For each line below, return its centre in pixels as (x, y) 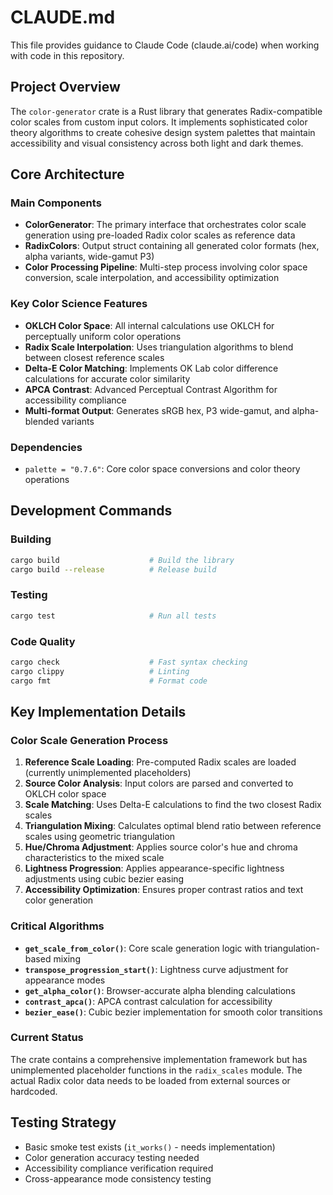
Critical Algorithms (57, 926)
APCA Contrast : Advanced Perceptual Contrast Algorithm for (151, 389)
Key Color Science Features (79, 304)
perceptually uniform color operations (103, 336)
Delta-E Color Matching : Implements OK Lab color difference (151, 368)
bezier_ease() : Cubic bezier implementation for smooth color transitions (173, 1012)
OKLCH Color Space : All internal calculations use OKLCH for (149, 325)
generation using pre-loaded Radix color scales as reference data (160, 235)
